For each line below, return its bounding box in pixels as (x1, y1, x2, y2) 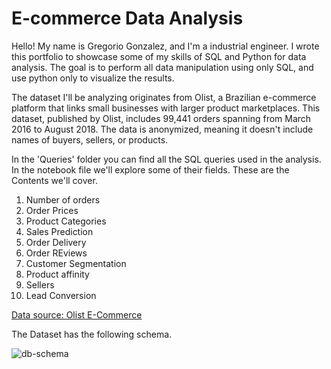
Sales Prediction (25, 225, 94, 237)
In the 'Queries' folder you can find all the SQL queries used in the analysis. (11, 153, 322, 165)
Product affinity (25, 268, 90, 280)
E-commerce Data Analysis (11, 7, 244, 30)
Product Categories (25, 215, 107, 227)
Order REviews (25, 247, 88, 259)
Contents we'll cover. (11, 174, 98, 186)
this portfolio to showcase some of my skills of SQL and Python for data (11, 50, 307, 62)
